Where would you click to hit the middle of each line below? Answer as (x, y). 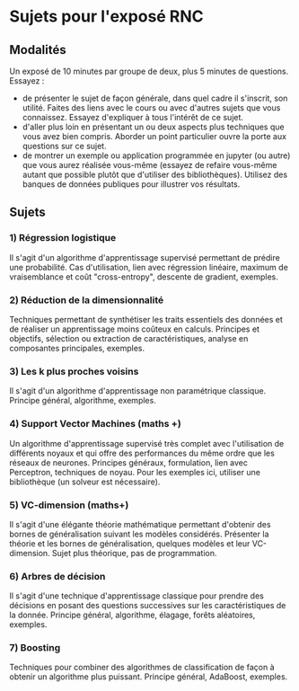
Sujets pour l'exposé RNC (106, 17)
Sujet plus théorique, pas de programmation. (135, 553)
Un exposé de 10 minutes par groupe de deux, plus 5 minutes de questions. (149, 71)
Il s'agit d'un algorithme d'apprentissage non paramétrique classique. (138, 391)
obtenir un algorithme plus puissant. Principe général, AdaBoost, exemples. (149, 677)
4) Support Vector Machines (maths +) (95, 424)
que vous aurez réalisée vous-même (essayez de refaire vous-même (149, 165)
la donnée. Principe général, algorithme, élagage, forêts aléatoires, (132, 615)
